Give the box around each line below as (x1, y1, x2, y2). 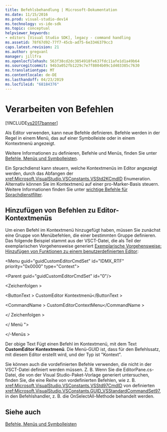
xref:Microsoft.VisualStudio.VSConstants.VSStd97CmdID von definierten (5, 382, 155, 388)
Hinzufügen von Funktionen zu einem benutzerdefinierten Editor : (5, 248, 139, 254)
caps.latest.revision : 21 (5, 45, 59, 50)
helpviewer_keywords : (5, 31, 50, 36)
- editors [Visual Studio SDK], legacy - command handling (5, 36, 131, 41)
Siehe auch (5, 407, 41, 416)
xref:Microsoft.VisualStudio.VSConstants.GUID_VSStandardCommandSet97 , (5, 388, 161, 394)
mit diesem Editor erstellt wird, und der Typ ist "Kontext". (5, 351, 122, 358)
